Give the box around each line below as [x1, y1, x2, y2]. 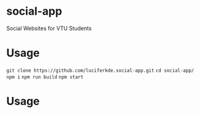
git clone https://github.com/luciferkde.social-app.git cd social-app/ [6, 67, 194, 74]
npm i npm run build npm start [6, 74, 84, 80]
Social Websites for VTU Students [6, 25, 92, 32]
